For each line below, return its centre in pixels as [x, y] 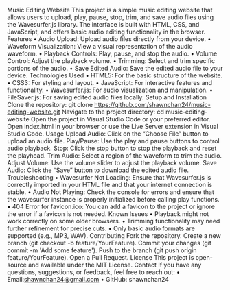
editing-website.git [34, 112]
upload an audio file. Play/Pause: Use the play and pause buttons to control [113, 141]
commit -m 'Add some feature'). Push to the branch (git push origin [102, 250]
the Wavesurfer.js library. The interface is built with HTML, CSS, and [103, 24]
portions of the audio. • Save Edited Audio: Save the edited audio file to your [115, 68]
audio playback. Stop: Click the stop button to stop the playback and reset [112, 148]
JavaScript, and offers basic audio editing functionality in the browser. [106, 32]
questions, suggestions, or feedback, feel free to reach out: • [94, 272]
